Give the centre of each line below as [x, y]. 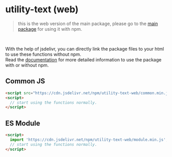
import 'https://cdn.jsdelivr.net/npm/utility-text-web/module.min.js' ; [89, 140]
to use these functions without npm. [43, 54]
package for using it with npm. [50, 29]
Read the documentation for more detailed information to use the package [83, 59]
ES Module [23, 123]
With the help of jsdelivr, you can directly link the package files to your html [85, 49]
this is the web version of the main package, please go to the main [88, 24]
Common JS [25, 81]
